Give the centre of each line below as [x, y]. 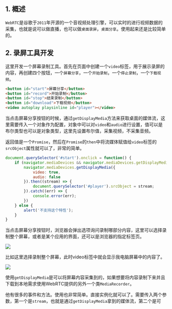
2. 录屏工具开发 [29, 53]
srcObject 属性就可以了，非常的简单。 [45, 148]
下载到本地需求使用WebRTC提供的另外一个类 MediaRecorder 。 [70, 284]
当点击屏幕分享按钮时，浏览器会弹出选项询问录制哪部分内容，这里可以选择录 [86, 230]
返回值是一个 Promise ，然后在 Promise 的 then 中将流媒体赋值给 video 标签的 [81, 142]
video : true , [46, 172]
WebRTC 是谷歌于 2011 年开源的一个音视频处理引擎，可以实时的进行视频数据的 [84, 23]
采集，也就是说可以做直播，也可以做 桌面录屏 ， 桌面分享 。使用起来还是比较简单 [86, 29]
